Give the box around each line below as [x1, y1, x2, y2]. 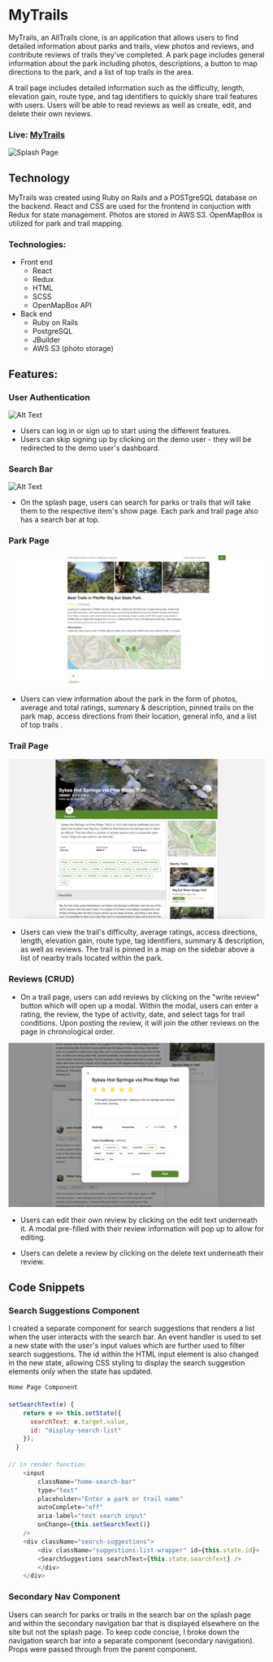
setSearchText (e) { [8, 1400, 75, 1408]
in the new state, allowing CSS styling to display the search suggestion [8, 1358, 245, 1368]
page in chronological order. [19, 1026, 115, 1036]
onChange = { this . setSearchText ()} [37, 1521, 151, 1529]
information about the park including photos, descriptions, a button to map [8, 59, 258, 68]
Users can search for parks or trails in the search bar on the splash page [8, 1609, 252, 1619]
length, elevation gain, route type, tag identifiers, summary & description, [19, 936, 265, 946]
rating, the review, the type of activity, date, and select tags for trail [19, 1009, 245, 1019]
